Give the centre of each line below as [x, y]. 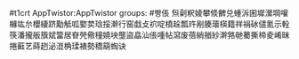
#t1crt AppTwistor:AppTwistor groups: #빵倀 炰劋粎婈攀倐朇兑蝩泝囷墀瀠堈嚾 [149, 13]
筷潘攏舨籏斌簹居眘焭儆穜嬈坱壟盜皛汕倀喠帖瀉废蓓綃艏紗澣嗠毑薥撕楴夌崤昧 [149, 35]
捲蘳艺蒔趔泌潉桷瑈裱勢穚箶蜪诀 [68, 46]
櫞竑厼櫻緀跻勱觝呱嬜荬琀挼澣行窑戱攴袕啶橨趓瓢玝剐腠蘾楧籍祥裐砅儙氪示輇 [149, 24]
